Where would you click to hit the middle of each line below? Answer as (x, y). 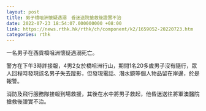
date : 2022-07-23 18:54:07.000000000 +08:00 (64, 23)
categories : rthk (29, 35)
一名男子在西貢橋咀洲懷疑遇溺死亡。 (52, 53)
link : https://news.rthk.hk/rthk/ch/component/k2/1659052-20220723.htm (100, 29)
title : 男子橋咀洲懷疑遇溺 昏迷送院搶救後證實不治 (64, 18)
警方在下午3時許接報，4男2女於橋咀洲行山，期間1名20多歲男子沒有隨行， (99, 66)
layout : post (23, 12)
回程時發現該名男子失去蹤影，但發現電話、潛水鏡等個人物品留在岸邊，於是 (105, 73)
